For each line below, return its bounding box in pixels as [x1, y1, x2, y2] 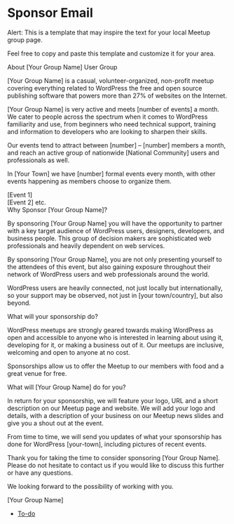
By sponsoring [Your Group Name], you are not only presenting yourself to [7, 255, 222, 263]
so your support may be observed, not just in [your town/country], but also [7, 291, 223, 299]
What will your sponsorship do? [7, 312, 98, 320]
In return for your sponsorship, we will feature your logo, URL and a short [7, 396, 219, 405]
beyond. [7, 299, 32, 307]
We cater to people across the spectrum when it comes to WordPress [7, 112, 208, 121]
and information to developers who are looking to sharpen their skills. [7, 127, 207, 136]
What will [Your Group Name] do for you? [7, 383, 126, 391]
